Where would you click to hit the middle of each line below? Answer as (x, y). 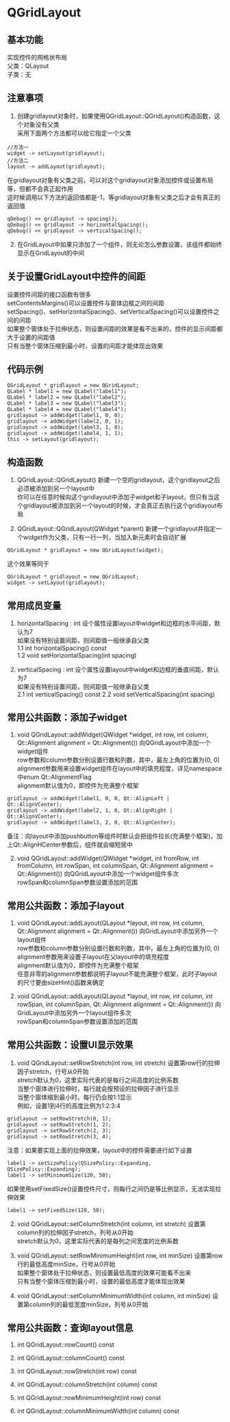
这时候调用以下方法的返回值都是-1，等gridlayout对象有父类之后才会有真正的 (114, 197)
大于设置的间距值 (31, 337)
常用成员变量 (34, 605)
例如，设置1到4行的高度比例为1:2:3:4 (69, 1106)
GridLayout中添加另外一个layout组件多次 (74, 1012)
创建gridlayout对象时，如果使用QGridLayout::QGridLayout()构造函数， (115, 116)
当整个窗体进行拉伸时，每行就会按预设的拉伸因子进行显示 (98, 1088)
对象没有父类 (41, 124)
